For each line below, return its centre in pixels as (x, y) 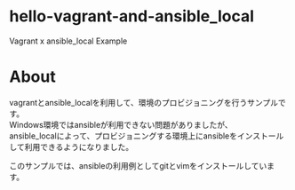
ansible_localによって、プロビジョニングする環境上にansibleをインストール (147, 136)
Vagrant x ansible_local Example (68, 41)
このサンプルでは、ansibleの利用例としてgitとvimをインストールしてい (138, 165)
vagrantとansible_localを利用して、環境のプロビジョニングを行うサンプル (144, 102)
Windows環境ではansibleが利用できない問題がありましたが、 (121, 124)
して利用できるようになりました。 (72, 146)
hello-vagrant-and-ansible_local (132, 16)
